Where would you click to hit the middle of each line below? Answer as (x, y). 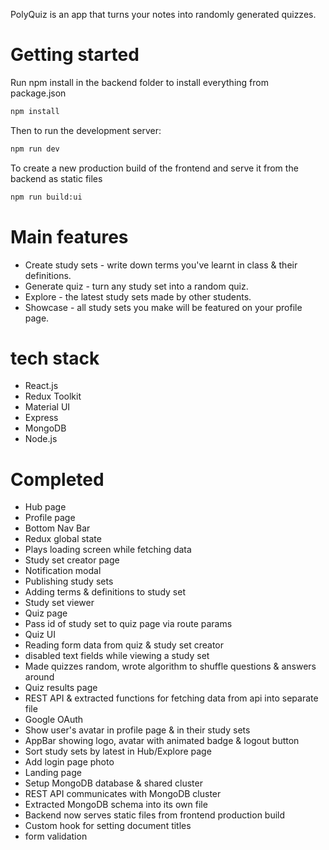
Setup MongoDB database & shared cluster (113, 783)
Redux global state (63, 539)
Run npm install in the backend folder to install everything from (139, 82)
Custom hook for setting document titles (108, 826)
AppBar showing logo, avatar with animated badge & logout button (162, 741)
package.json (38, 93)
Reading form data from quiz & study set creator (124, 645)
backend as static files (56, 178)
